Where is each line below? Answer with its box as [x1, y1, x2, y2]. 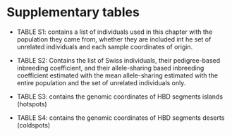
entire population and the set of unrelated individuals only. [16, 78, 186, 87]
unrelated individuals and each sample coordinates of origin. [16, 42, 193, 51]
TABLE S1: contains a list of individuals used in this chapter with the [16, 27, 213, 36]
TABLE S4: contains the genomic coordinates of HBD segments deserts [16, 113, 225, 122]
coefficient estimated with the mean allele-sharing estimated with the [16, 71, 219, 80]
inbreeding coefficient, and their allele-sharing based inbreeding [16, 63, 204, 72]
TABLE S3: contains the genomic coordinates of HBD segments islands [16, 92, 224, 101]
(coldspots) [16, 120, 51, 129]
